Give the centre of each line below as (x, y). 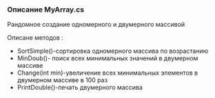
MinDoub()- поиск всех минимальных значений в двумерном (107, 58)
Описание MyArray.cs (46, 10)
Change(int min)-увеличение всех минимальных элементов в (107, 73)
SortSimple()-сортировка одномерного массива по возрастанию (113, 51)
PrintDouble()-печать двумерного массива (80, 88)
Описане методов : (35, 38)
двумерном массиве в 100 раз (62, 80)
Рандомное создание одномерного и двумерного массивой (96, 25)
